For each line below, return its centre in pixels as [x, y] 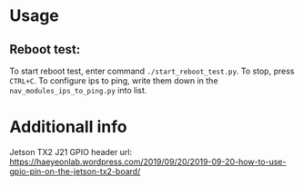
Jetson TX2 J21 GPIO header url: [71, 152]
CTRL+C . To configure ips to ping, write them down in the [114, 81]
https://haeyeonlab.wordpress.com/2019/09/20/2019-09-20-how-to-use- [148, 162]
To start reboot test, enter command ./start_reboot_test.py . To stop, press [152, 71]
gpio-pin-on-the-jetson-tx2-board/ [75, 171]
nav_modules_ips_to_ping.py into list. [78, 90]
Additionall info [68, 127]
